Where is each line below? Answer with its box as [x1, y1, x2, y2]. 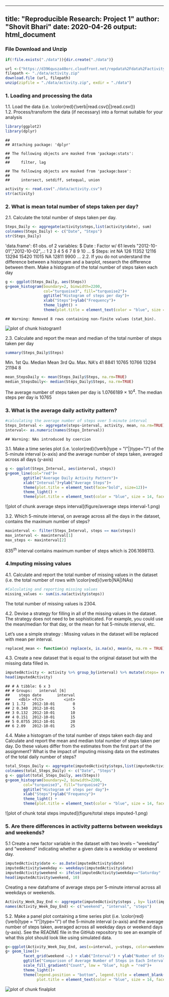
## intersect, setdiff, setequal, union [5, 177, 100, 183]
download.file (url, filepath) [5, 76, 71, 81]
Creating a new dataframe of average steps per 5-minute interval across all [5, 884, 161, 890]
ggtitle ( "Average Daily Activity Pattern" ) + [23, 475, 118, 480]
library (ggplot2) [5, 124, 42, 129]
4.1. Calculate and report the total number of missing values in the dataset [5, 572, 158, 578]
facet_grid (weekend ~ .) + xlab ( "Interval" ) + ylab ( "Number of [23, 954, 156, 959]
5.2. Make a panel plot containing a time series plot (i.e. [5, 913, 120, 919]
